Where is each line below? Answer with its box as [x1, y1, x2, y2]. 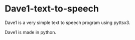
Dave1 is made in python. [5, 29, 56, 35]
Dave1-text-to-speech [5, 3, 99, 14]
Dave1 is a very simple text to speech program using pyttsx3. [5, 19, 130, 25]
